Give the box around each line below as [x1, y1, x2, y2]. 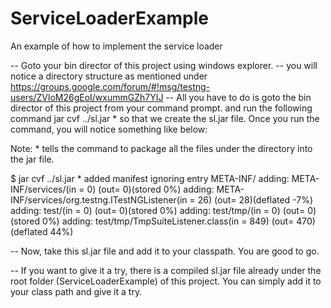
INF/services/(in [10, 183, 77, 195]
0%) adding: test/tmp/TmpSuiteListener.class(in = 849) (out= [42, 215, 295, 227]
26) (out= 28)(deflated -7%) [197, 193, 314, 206]
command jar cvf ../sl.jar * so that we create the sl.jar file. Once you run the [10, 112, 320, 124]
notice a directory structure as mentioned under [10, 70, 208, 82]
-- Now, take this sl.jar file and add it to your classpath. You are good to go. [10, 245, 320, 257]
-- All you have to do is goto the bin [165, 91, 312, 103]
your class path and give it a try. [10, 285, 143, 297]
